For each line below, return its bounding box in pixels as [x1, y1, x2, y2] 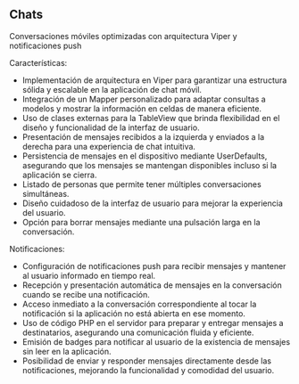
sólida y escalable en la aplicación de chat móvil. [21, 84, 203, 94]
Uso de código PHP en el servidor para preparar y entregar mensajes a [21, 317, 284, 328]
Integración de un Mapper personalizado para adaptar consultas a [21, 94, 266, 104]
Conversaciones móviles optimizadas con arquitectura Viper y [9, 30, 238, 41]
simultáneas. [21, 188, 70, 199]
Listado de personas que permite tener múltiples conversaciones [21, 178, 262, 190]
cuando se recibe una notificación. [21, 289, 150, 299]
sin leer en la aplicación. [21, 346, 112, 356]
